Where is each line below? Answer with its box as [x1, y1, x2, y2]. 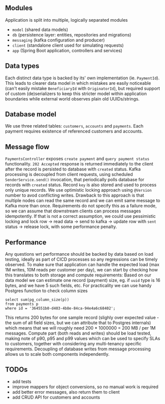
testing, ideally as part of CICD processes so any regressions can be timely [5, 256, 158, 263]
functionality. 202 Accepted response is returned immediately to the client [5, 161, 154, 167]
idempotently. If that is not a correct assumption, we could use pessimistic [5, 213, 156, 219]
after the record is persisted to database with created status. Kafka [5, 166, 141, 172]
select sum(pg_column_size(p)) [5, 298, 69, 303]
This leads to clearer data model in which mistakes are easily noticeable [5, 80, 151, 86]
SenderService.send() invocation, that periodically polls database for [5, 177, 144, 183]
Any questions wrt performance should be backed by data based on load [5, 251, 154, 257]
